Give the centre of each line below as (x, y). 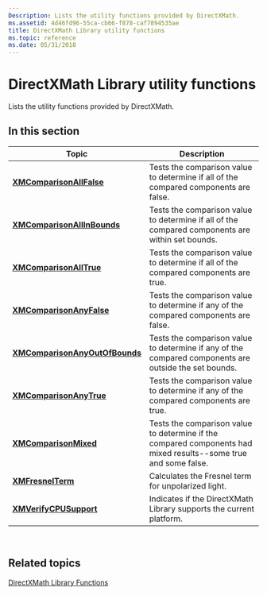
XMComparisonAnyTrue (59, 396)
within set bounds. (184, 239)
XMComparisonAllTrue (57, 267)
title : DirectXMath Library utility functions (87, 30)
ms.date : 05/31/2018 (43, 45)
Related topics (44, 564)
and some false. (179, 463)
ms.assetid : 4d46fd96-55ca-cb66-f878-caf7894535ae (94, 23)
